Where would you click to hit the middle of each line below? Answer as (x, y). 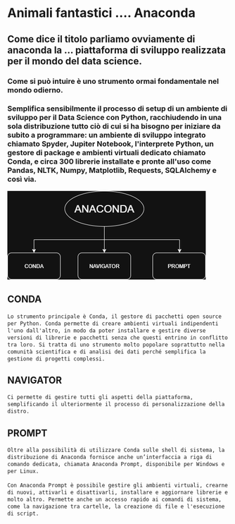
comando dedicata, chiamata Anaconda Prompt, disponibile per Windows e (116, 464)
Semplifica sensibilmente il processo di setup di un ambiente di (117, 109)
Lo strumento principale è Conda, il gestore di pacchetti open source (114, 316)
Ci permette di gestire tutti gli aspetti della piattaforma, (100, 397)
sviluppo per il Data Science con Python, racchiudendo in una (115, 118)
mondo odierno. (35, 90)
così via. (22, 179)
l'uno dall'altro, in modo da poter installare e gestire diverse (107, 330)
